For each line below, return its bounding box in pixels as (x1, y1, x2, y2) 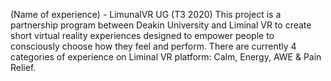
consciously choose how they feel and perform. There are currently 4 (10, 40, 297, 52)
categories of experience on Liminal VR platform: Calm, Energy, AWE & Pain (10, 51, 322, 63)
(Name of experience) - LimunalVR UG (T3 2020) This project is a (10, 9, 282, 20)
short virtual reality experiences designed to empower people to (10, 30, 275, 41)
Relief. (10, 62, 37, 73)
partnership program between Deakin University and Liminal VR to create (10, 19, 312, 31)
